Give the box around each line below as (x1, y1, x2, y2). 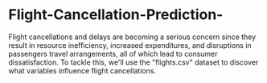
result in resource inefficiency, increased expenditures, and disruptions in (8, 40, 252, 49)
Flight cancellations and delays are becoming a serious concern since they (8, 32, 257, 41)
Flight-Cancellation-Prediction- (8, 6, 224, 24)
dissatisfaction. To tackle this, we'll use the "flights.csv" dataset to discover (8, 57, 259, 67)
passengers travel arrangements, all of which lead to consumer (8, 49, 219, 58)
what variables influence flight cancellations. (8, 65, 157, 75)
